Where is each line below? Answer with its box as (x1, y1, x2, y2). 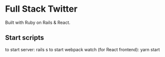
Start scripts (5, 34, 44, 42)
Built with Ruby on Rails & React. (5, 19, 71, 25)
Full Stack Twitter (5, 3, 78, 15)
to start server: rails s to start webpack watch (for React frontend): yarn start (5, 46, 160, 52)
